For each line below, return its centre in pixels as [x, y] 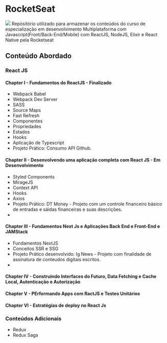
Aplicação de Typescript [38, 143]
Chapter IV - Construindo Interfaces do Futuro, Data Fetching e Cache [81, 277]
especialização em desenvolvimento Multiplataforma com [66, 29]
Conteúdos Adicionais [33, 318]
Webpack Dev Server [35, 100]
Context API [25, 187]
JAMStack [17, 232]
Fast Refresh [26, 116]
